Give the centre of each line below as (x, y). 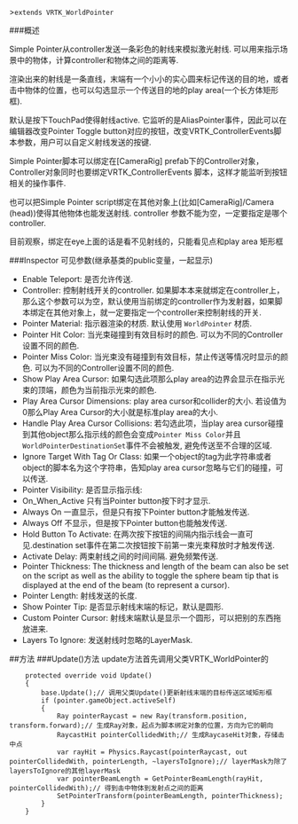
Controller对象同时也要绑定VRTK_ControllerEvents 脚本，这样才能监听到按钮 (149, 172)
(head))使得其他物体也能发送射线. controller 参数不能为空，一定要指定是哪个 (149, 213)
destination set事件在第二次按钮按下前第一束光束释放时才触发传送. (153, 545)
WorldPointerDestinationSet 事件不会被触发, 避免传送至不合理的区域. (147, 445)
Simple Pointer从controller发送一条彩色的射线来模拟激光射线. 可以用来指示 (145, 49)
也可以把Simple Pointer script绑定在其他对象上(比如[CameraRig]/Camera (142, 202)
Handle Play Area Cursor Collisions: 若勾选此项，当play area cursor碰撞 (153, 423)
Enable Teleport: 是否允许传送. (78, 279)
